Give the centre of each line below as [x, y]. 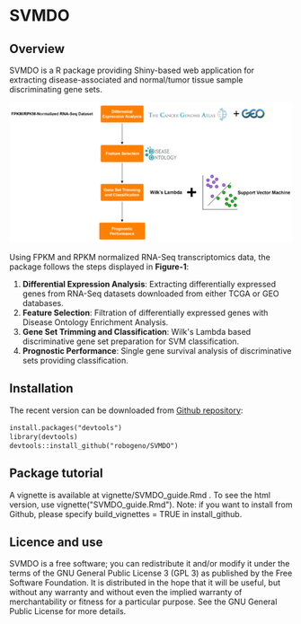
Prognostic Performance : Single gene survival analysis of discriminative [157, 350]
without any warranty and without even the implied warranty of [126, 593]
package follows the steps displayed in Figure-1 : [99, 267]
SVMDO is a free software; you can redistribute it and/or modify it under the [150, 564]
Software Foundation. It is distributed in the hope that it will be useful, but [145, 583]
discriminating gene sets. [56, 89]
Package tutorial [56, 474]
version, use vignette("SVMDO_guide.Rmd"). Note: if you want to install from [151, 505]
